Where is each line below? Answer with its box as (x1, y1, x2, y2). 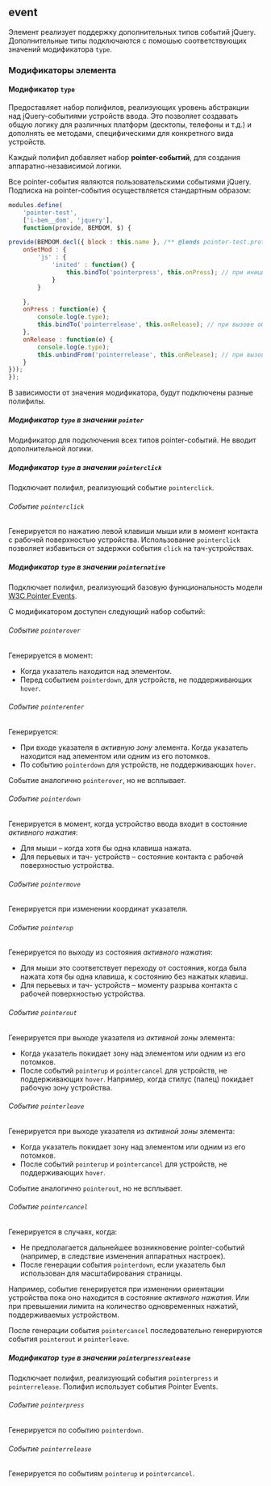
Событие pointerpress (8, 1400, 85, 1410)
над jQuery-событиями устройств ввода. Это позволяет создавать (8, 111, 239, 121)
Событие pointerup (8, 922, 74, 932)
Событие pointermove (8, 878, 81, 888)
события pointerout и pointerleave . (8, 1334, 130, 1344)
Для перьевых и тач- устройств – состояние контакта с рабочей (19, 852, 244, 862)
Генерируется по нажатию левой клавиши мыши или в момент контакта (8, 527, 259, 536)
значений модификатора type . (8, 44, 113, 54)
